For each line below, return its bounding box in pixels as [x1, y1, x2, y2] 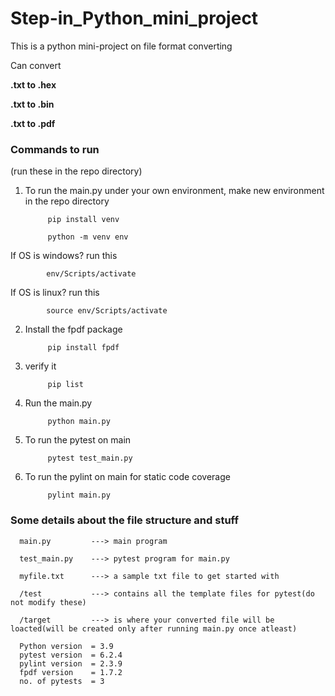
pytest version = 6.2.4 [19, 650, 123, 660]
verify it [24, 360, 57, 372]
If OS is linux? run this [10, 287, 100, 299]
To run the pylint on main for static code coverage [24, 471, 231, 483]
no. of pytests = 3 [19, 676, 105, 686]
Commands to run [10, 142, 100, 156]
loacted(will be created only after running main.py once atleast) [10, 623, 298, 634]
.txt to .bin [10, 98, 55, 110]
